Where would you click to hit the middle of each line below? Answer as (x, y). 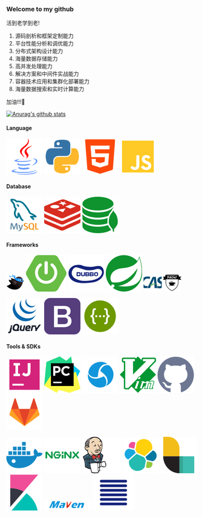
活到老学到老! (23, 23)
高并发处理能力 (34, 66)
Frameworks (22, 245)
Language (19, 128)
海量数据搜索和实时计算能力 (50, 89)
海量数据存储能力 (36, 59)
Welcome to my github (40, 9)
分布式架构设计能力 (39, 51)
